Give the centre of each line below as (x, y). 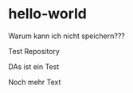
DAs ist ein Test (34, 66)
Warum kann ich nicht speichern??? (66, 36)
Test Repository (34, 51)
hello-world (48, 14)
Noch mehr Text (35, 82)
